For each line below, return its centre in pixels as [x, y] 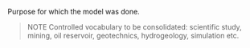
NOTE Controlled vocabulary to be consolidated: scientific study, [134, 27]
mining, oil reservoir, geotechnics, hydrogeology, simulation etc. [133, 36]
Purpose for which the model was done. [74, 12]
